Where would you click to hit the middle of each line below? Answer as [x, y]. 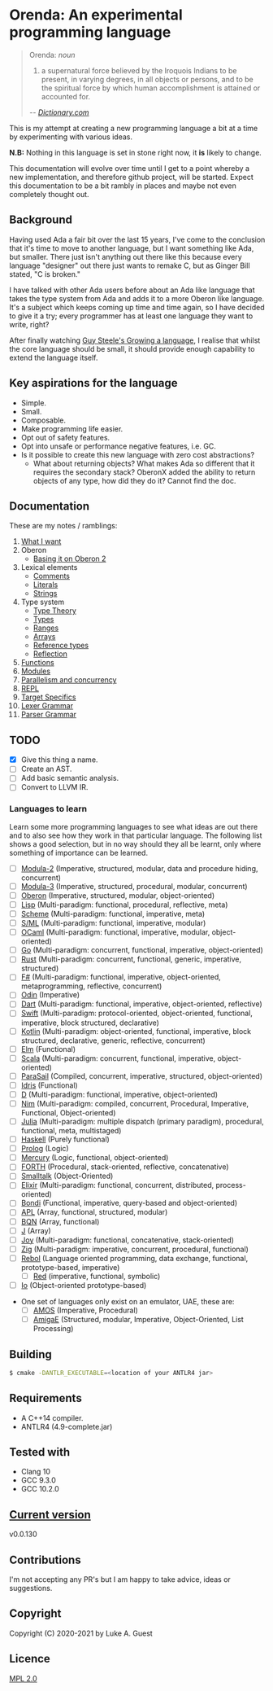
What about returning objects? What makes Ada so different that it [144, 463]
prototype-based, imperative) [70, 1267]
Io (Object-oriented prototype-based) [84, 1285]
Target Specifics [48, 697]
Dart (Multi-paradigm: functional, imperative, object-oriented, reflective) [141, 1004]
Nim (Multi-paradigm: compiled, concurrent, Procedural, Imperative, [135, 1103]
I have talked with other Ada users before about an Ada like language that [132, 290]
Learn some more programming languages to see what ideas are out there [134, 826]
